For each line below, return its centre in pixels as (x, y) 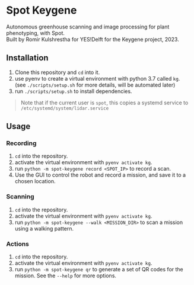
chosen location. (35, 181)
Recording (21, 143)
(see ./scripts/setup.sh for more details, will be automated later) (95, 85)
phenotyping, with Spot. (36, 33)
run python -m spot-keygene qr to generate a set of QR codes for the (99, 270)
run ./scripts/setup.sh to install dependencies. (73, 91)
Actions (18, 244)
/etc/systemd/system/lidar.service (65, 108)
